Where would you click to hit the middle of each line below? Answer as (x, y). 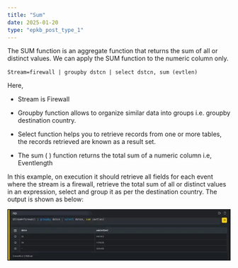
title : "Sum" (27, 15)
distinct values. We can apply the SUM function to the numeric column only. (118, 58)
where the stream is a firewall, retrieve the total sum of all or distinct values (117, 184)
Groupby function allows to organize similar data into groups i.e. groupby (124, 113)
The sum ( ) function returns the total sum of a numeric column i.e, (115, 155)
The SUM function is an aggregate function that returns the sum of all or (113, 51)
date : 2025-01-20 (33, 22)
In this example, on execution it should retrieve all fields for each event (110, 177)
